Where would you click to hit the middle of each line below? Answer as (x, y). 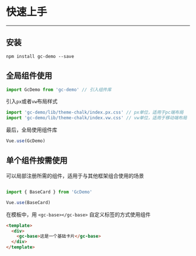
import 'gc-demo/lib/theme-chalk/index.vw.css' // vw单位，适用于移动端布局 (97, 118)
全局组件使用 (29, 76)
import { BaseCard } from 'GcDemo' (49, 192)
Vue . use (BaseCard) (28, 202)
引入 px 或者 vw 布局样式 (32, 101)
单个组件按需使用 (37, 160)
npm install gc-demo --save (40, 56)
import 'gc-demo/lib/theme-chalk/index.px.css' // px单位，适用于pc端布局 (95, 113)
